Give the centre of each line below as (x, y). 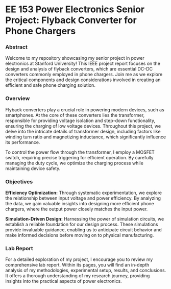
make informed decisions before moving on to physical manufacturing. (80, 235)
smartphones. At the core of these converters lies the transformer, (75, 115)
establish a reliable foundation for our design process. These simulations (82, 224)
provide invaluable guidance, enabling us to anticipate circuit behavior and (83, 230)
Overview (18, 99)
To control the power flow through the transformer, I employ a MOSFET (80, 152)
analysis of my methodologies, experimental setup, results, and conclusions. (86, 270)
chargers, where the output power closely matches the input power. (77, 209)
